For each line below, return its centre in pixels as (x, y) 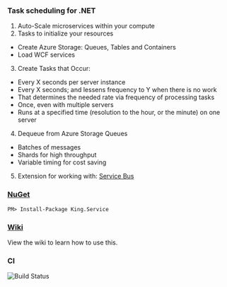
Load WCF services (46, 55)
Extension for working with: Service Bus (76, 176)
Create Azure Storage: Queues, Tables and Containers (97, 47)
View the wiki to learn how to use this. (63, 242)
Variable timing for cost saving (62, 162)
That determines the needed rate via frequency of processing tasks (116, 97)
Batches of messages (49, 147)
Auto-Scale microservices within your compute (86, 26)
